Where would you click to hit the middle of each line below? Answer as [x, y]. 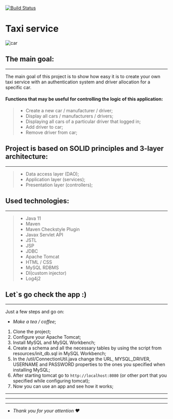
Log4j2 [33, 278]
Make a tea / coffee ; [34, 322]
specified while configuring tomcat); [51, 381]
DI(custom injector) [46, 273]
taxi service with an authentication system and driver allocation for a [78, 82]
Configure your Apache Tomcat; [47, 337]
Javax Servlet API [44, 235]
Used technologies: [37, 201]
